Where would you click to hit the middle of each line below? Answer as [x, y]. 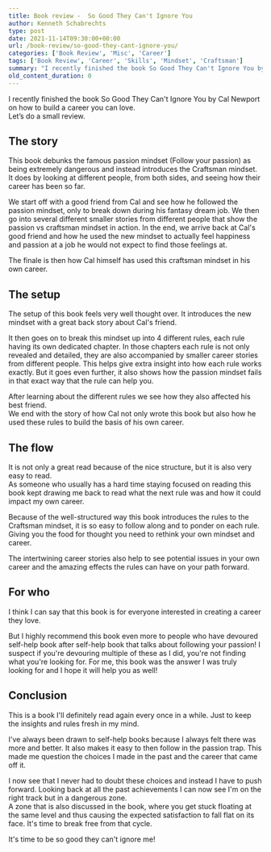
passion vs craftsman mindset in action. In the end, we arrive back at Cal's [132, 228]
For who [29, 593]
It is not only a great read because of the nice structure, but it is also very [130, 467]
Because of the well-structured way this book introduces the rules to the [129, 517]
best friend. [27, 405]
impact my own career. [46, 502]
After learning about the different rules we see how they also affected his [130, 397]
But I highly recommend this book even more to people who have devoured [133, 636]
